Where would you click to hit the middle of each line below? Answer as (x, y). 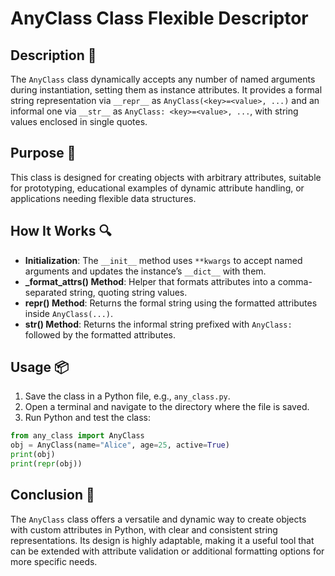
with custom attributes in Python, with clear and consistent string (144, 529)
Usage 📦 (40, 367)
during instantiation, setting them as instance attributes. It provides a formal (166, 90)
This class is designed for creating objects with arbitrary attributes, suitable (166, 177)
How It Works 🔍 (61, 231)
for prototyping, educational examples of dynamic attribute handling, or (157, 188)
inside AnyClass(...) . (69, 313)
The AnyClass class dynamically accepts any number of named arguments (163, 79)
